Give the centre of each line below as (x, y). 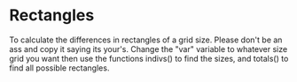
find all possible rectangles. (59, 68)
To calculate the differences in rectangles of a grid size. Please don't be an (146, 40)
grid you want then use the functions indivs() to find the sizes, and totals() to (149, 58)
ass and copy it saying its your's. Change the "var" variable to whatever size (148, 48)
